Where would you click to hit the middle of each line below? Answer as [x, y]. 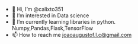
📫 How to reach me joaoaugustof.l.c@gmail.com [72, 35]
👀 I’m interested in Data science [50, 15]
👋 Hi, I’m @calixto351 [37, 9]
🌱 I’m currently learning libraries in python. [64, 22]
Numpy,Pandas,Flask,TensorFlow [52, 28]
